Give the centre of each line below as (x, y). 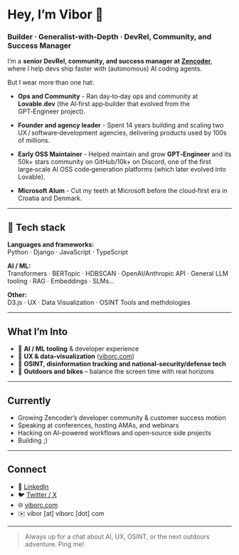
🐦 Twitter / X (37, 494)
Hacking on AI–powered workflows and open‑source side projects (115, 432)
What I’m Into (38, 332)
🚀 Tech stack (37, 227)
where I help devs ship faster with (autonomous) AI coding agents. (105, 69)
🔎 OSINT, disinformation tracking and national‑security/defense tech (122, 364)
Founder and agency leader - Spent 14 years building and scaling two (121, 125)
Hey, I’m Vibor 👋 (55, 15)
